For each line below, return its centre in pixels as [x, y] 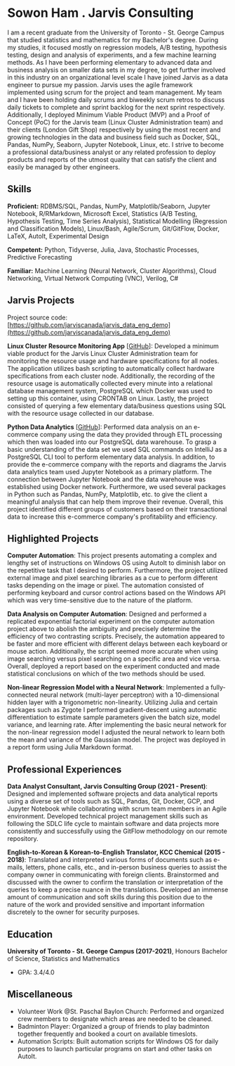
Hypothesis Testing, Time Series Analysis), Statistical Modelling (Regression [117, 221]
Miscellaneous [40, 995]
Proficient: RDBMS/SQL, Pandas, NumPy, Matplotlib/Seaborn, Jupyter [109, 206]
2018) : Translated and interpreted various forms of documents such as [110, 860]
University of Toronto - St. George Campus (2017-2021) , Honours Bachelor [117, 951]
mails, [16, 868]
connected [23, 695]
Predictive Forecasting [40, 257]
